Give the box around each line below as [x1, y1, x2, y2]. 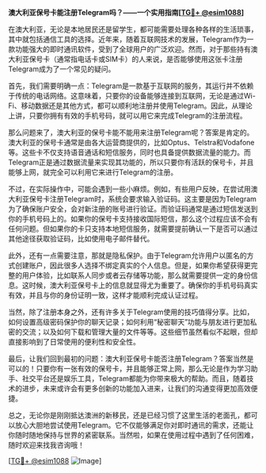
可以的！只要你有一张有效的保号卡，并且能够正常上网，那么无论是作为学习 [8, 364, 251, 373]
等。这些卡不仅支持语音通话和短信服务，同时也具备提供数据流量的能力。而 [8, 148, 251, 157]
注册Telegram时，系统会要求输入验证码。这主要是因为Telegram [49, 194, 257, 203]
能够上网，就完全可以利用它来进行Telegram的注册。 [8, 167, 178, 177]
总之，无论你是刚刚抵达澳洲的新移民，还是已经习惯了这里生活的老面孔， [8, 410, 244, 420]
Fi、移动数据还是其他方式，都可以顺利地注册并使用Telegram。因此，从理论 [8, 101, 253, 110]
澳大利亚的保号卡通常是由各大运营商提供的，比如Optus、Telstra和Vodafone [8, 138, 255, 147]
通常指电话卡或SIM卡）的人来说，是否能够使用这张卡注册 [56, 55, 243, 63]
